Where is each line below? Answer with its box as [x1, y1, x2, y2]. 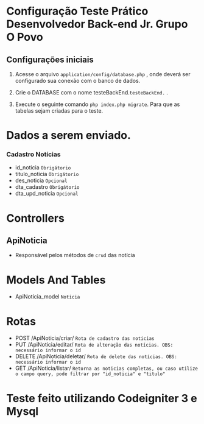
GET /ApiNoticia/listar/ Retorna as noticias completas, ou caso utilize [15, 364, 198, 372]
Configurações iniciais [6, 54, 94, 65]
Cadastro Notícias [6, 150, 61, 159]
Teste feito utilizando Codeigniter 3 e [6, 391, 197, 405]
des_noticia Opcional [15, 177, 68, 184]
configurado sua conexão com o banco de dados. [15, 77, 141, 84]
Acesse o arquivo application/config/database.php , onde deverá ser [15, 71, 191, 77]
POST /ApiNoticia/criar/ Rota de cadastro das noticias [15, 334, 155, 342]
